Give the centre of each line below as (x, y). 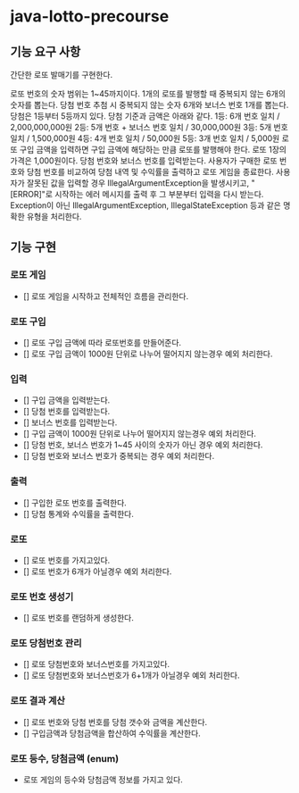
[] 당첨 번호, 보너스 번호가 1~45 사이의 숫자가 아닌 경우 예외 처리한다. (143, 445)
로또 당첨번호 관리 (46, 643)
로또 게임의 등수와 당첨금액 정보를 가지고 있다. (103, 780)
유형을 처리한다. (54, 217)
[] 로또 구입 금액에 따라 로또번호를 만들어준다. (102, 342)
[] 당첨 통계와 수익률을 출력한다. (79, 513)
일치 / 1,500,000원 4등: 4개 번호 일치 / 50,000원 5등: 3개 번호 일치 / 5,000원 (145, 138)
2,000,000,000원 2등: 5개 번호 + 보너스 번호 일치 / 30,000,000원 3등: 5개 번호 (149, 127)
